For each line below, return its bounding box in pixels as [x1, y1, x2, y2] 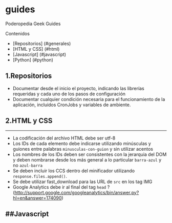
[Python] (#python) [12, 56, 54, 63]
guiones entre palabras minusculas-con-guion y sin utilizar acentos [12, 146, 154, 152]
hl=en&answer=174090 [12, 195, 62, 201]
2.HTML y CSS [5, 116, 53, 125]
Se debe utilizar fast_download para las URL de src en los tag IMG [12, 178, 153, 185]
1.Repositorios [5, 72, 52, 80]
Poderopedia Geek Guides [5, 21, 61, 27]
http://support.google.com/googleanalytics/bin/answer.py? [14, 189, 139, 195]
